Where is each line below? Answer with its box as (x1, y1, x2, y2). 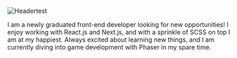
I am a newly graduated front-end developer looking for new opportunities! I (7, 21, 229, 28)
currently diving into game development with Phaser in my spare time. (7, 43, 212, 51)
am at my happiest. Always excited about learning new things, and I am (7, 35, 214, 44)
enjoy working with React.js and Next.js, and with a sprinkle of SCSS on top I (7, 28, 231, 36)
